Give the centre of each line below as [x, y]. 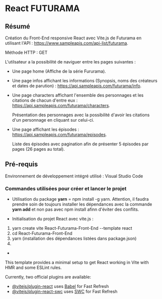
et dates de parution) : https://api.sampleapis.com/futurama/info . [77, 86]
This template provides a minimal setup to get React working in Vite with [77, 263]
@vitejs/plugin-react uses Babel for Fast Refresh [60, 286]
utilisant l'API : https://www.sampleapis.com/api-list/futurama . [67, 43]
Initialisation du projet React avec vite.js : [52, 219]
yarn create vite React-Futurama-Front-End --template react [72, 228]
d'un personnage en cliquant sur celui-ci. [53, 120]
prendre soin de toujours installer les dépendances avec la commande [82, 205]
